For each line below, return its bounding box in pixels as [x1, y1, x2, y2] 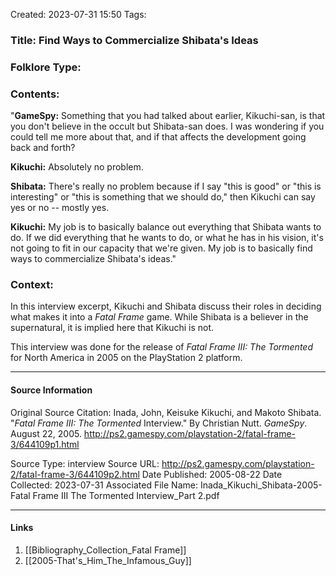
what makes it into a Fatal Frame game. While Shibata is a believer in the [10, 311, 309, 323]
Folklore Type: [10, 60, 82, 74]
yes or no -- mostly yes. [10, 202, 110, 214]
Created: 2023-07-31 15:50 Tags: [10, 9, 147, 20]
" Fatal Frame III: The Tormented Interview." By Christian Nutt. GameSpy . [10, 417, 308, 429]
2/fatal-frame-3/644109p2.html [10, 468, 140, 480]
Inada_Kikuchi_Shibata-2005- [199, 479, 323, 491]
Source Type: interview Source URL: [10, 457, 160, 469]
